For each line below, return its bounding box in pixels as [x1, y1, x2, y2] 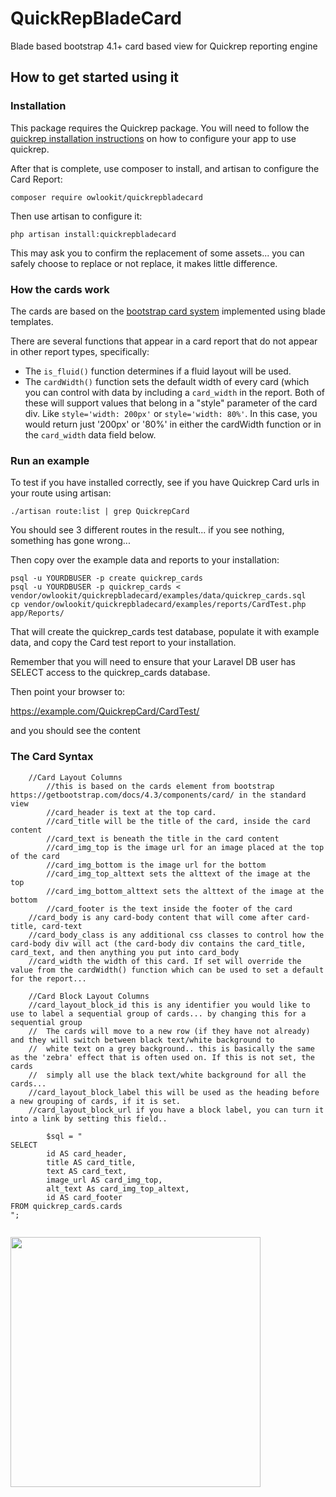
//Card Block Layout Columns [28, 991, 150, 1001]
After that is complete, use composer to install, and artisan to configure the [10, 162, 320, 174]
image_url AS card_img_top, [46, 1175, 163, 1185]
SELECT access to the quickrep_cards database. [10, 667, 211, 679]
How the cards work [10, 282, 110, 296]
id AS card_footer [46, 1192, 123, 1202]
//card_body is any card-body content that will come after [28, 912, 284, 922]
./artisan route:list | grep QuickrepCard [10, 507, 190, 517]
